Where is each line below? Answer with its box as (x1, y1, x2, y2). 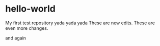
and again (5, 35, 26, 41)
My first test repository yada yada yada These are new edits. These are (5, 20, 155, 26)
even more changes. (5, 25, 48, 31)
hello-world (5, 3, 56, 15)
